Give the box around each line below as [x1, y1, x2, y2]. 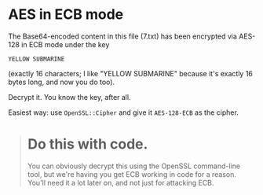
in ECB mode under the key [20, 39, 110, 49]
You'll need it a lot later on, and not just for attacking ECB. [27, 178, 214, 187]
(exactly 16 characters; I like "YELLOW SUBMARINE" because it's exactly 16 [8, 68, 254, 78]
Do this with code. [27, 135, 148, 153]
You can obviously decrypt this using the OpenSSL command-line [27, 161, 241, 171]
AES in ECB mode [8, 6, 124, 24]
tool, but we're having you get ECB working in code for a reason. [27, 169, 237, 178]
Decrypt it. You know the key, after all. [8, 92, 131, 101]
